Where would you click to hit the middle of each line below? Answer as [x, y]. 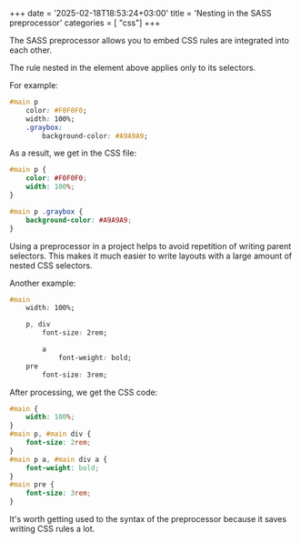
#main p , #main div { [50, 434]
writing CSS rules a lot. [52, 528]
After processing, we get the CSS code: [84, 392]
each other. [31, 50]
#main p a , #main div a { [58, 459]
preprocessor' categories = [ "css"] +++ [85, 23]
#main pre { [32, 485]
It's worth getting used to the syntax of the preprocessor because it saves [148, 519]
